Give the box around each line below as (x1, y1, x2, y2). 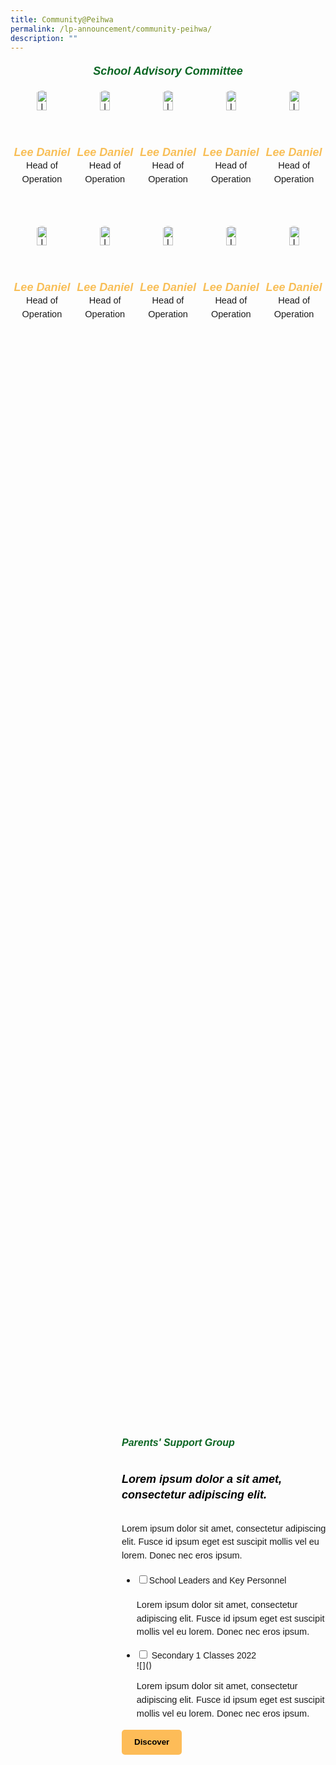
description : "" (10, 33, 78, 43)
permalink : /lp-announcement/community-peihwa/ (10, 24, 213, 34)
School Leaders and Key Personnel (148, 1575, 287, 1586)
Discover (134, 1736, 170, 1747)
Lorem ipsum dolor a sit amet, (121, 1472, 283, 1486)
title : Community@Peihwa (10, 14, 114, 25)
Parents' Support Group (121, 1436, 235, 1448)
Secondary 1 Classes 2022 (151, 1649, 257, 1661)
